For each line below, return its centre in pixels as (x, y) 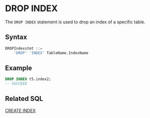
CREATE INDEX (20, 110)
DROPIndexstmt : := (24, 48)
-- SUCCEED (16, 84)
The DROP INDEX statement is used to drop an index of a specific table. (75, 22)
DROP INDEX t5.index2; (28, 79)
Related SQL (24, 99)
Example (19, 68)
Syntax (16, 37)
